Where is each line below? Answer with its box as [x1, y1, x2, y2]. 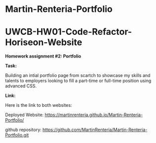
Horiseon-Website [5, 37, 83, 48]
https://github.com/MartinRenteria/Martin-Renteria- [42, 127, 148, 133]
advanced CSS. [5, 83, 37, 89]
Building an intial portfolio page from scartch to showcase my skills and [5, 72, 151, 78]
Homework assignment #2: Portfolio [5, 53, 82, 59]
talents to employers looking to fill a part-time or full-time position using [5, 78, 152, 84]
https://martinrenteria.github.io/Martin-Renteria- [44, 112, 143, 118]
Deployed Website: [5, 112, 44, 118]
